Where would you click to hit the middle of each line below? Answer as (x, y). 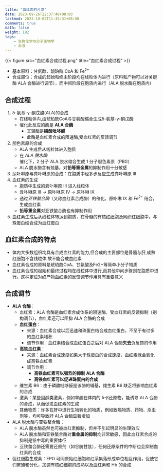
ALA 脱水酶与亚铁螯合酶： (38, 422)
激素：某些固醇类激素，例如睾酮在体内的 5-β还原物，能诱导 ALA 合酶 (89, 398)
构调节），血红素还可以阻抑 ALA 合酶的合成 (62, 318)
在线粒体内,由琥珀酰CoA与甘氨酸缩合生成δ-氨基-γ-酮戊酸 (76, 119)
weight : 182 (17, 32)
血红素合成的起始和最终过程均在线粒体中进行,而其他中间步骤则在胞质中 (83, 270)
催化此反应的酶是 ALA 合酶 (46, 125)
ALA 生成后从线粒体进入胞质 (48, 149)
